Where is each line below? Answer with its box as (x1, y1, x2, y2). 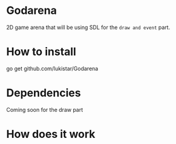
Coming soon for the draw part (6, 106, 83, 113)
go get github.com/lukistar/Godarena (6, 65, 99, 72)
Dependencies (6, 86, 81, 100)
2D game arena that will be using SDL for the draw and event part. (6, 24, 171, 31)
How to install (6, 45, 77, 59)
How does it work (6, 128, 96, 141)
